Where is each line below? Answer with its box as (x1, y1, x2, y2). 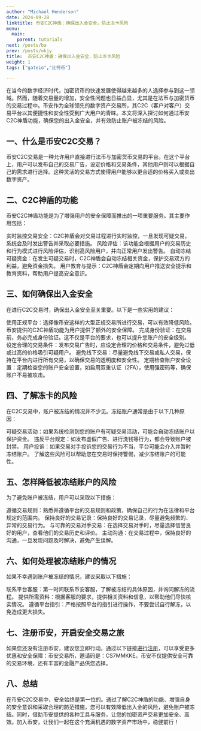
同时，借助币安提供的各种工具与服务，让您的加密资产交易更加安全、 (16, 711, 184, 718)
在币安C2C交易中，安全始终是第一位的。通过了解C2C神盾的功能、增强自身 (6, 696, 190, 703)
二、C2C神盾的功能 (6, 195, 78, 205)
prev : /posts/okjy (6, 48, 52, 54)
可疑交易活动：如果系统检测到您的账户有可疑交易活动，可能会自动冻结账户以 (6, 428, 195, 435)
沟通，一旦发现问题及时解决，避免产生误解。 (6, 537, 117, 544)
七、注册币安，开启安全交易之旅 (6, 627, 124, 637)
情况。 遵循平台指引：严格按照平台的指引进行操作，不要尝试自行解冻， (11, 601, 186, 608)
